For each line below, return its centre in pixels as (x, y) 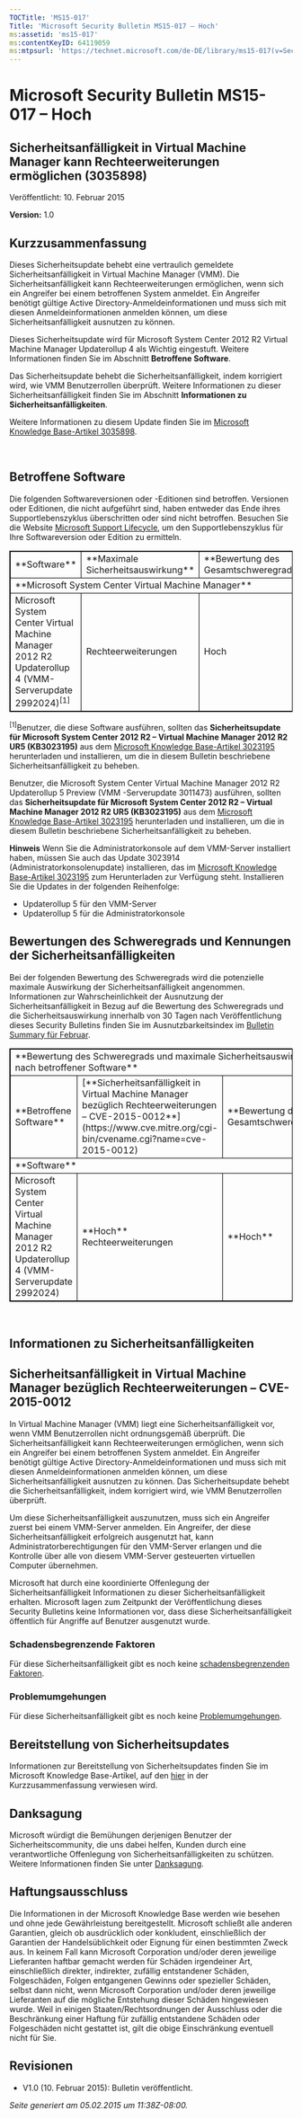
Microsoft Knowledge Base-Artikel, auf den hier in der (109, 1776)
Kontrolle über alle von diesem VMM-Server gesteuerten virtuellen (132, 1556)
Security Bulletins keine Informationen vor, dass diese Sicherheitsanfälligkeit (151, 1611)
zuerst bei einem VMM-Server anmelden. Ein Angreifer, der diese (130, 1527)
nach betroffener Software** (76, 1068)
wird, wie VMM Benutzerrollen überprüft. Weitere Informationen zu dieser (145, 385)
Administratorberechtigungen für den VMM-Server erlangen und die (136, 1546)
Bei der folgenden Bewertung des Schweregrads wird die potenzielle (137, 977)
